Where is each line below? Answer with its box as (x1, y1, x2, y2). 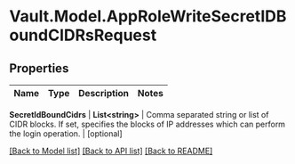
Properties (9, 61, 69, 76)
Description (78, 87, 129, 99)
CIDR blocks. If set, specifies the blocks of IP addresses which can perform (9, 119, 286, 129)
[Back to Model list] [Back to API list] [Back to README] (9, 145, 213, 156)
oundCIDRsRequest (9, 25, 157, 45)
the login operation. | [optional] (9, 128, 123, 139)
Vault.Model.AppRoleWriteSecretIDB (9, 6, 287, 27)
